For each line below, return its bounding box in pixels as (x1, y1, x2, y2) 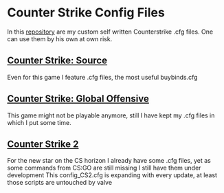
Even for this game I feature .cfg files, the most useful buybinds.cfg (7, 73, 198, 81)
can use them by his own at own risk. (7, 34, 113, 43)
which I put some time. (7, 118, 71, 126)
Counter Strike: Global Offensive (7, 93, 150, 104)
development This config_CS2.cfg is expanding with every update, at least (7, 171, 218, 179)
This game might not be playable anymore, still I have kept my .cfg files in (7, 111, 215, 120)
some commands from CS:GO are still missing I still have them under (7, 163, 201, 172)
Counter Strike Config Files (7, 5, 165, 21)
